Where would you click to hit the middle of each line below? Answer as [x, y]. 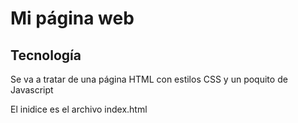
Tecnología [46, 55]
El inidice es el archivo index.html [79, 109]
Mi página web [72, 18]
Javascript [32, 90]
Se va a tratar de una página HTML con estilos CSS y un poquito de [149, 79]
